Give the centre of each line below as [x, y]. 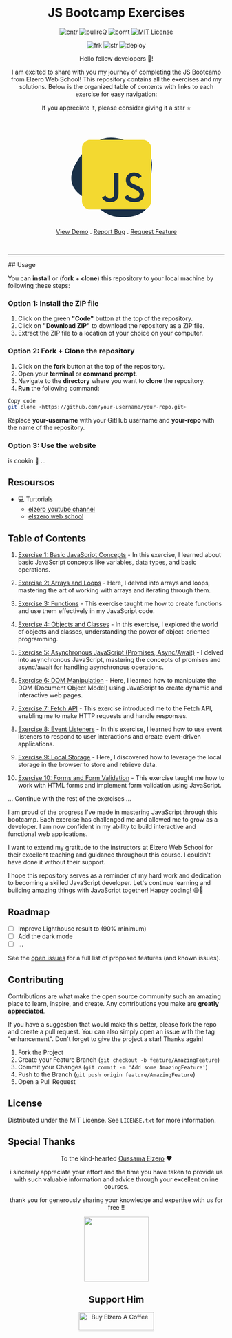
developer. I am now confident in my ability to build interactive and [102, 827]
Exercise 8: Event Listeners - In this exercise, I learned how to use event [120, 729]
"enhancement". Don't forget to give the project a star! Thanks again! [106, 1039]
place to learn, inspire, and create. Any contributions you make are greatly [114, 1004]
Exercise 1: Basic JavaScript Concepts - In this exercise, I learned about [119, 555]
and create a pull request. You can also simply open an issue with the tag [112, 1032]
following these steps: [39, 285]
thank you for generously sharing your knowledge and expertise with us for [116, 1200]
